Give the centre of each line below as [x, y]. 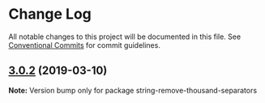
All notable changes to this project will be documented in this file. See [125, 36]
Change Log [50, 14]
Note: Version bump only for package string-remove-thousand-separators [133, 90]
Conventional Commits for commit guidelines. [84, 45]
